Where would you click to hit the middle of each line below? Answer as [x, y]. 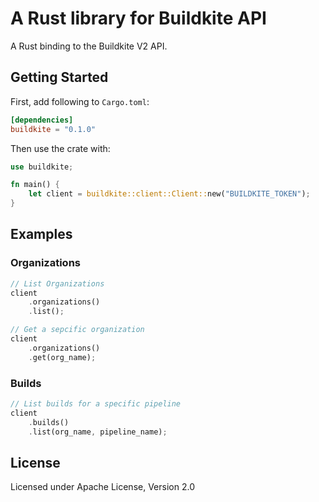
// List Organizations [57, 283]
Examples [41, 234]
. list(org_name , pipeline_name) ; [98, 432]
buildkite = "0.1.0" [53, 129]
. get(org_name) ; [62, 357]
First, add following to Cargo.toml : [80, 101]
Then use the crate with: [60, 148]
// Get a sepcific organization [77, 330]
